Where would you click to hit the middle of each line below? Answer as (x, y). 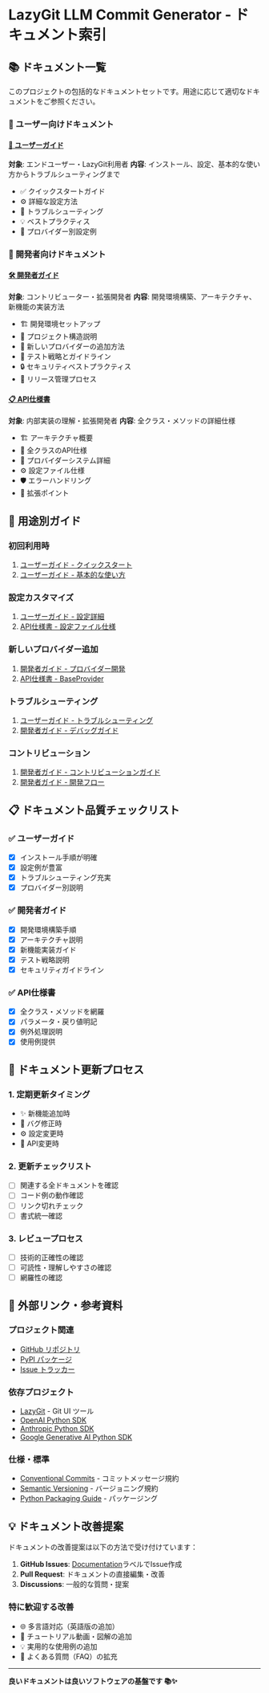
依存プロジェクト (41, 1392)
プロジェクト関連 (41, 1330)
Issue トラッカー (47, 1369)
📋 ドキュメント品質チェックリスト (94, 810)
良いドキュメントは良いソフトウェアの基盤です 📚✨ (93, 1681)
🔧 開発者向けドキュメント (57, 255)
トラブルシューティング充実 (65, 878)
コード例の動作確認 (52, 1195)
